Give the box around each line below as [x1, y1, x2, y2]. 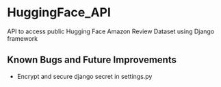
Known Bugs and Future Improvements [7, 54, 177, 66]
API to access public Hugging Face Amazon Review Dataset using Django [7, 27, 215, 35]
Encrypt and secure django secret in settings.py [16, 72, 153, 80]
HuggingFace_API [7, 5, 112, 20]
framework [7, 34, 38, 42]
